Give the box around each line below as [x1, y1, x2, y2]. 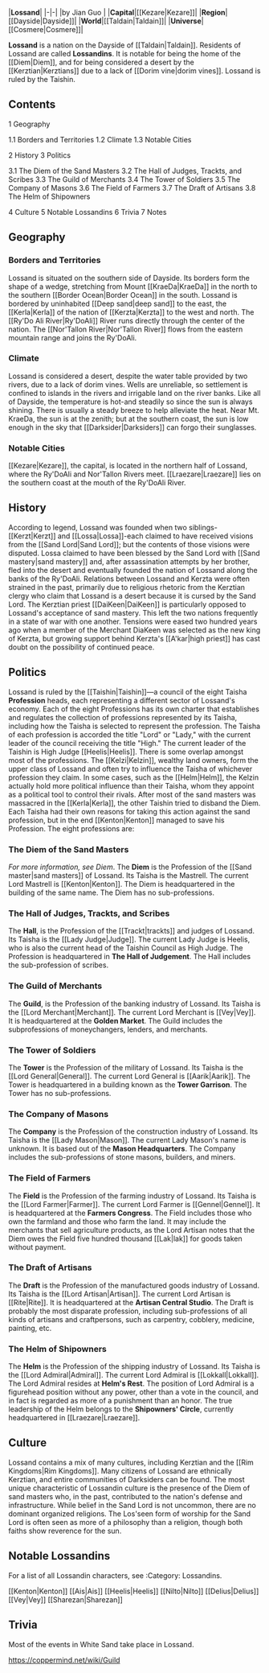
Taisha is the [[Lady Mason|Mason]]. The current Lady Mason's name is [8, 1135, 247, 1145]
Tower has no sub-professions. [8, 1088, 112, 1098]
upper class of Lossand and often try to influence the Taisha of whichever [8, 764, 253, 773]
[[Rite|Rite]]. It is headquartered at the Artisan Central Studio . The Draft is [8, 1297, 255, 1307]
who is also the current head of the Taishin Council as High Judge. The [8, 943, 243, 953]
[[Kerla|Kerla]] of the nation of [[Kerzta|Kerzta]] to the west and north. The [8, 307, 255, 317]
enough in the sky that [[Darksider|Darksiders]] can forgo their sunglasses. [8, 422, 257, 432]
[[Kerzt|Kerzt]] [8, 531, 56, 541]
